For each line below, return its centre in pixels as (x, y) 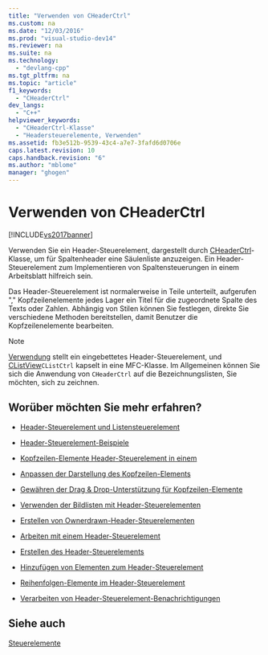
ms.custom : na (32, 23)
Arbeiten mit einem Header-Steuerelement (90, 536)
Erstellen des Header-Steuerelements (82, 551)
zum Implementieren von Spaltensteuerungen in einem (148, 267)
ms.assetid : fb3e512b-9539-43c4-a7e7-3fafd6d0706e (95, 143)
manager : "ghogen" (39, 173)
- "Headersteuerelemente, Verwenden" (79, 135)
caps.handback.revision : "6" (57, 158)
